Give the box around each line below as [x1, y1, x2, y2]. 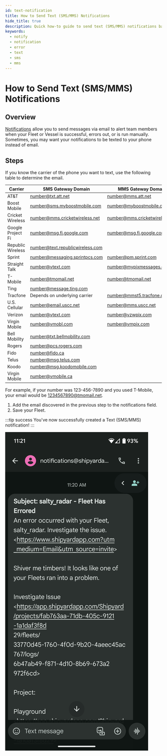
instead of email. [5, 142, 39, 148]
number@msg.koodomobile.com [29, 364, 97, 370]
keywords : [5, 29, 26, 34]
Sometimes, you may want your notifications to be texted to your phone [5, 137, 152, 143]
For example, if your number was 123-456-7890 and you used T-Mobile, [5, 387, 153, 393]
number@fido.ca [29, 350, 65, 356]
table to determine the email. [5, 175, 64, 181]
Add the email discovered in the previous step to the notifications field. [12, 402, 158, 408]
